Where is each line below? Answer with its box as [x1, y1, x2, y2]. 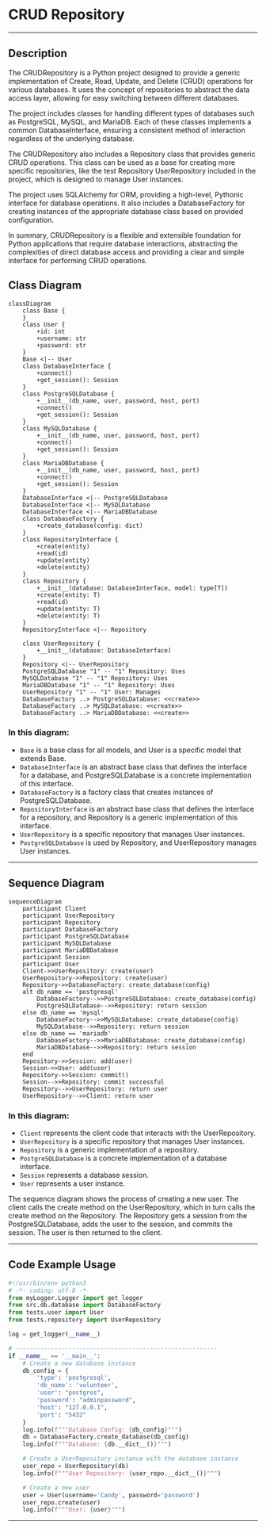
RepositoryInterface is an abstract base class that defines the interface [19, 804, 255, 813]
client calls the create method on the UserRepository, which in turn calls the [8, 1202, 256, 1212]
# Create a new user [22, 1484, 90, 1492]
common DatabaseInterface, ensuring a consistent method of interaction [8, 125, 245, 135]
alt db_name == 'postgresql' [22, 988, 119, 996]
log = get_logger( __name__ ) [8, 1330, 101, 1339]
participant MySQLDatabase [22, 939, 112, 947]
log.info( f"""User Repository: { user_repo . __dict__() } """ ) [22, 1469, 222, 1477]
